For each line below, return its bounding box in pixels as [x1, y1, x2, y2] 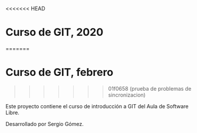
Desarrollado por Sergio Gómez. [5, 120, 84, 127]
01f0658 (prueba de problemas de [108, 85, 192, 92]
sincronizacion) [108, 91, 146, 98]
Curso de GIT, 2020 [5, 26, 104, 39]
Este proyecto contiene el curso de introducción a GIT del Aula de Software [5, 102, 189, 109]
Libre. [5, 109, 20, 116]
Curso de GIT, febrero [5, 66, 113, 79]
